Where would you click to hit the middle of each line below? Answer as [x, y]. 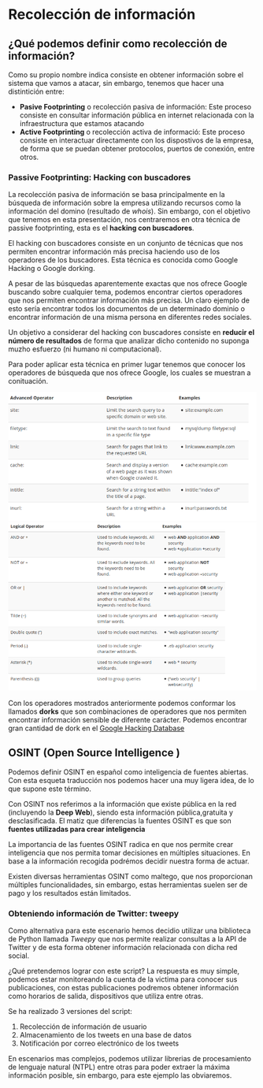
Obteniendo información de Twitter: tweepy [94, 913]
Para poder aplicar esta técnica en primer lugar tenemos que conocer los [127, 365]
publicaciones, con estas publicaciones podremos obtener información [123, 987]
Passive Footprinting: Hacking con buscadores [100, 177]
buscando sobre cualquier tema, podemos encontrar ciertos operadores [125, 292]
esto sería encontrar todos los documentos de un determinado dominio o [127, 309]
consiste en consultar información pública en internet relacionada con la [137, 115]
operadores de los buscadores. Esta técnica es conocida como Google [123, 260]
